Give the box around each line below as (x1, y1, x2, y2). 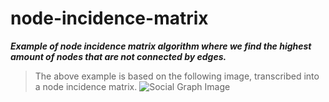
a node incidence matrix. (34, 80, 138, 92)
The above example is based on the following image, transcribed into (34, 70, 320, 82)
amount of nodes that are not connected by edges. (10, 50, 227, 62)
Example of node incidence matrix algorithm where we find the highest (10, 40, 312, 52)
